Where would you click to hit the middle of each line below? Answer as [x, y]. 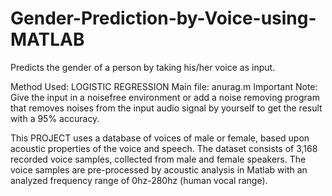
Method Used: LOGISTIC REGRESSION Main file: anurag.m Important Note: [164, 86]
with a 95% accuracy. [55, 118]
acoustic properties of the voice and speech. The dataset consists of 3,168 [164, 148]
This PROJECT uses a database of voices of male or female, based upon [160, 138]
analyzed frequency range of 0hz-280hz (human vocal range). [139, 180]
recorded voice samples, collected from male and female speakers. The [158, 159]
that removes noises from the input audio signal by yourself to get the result [166, 108]
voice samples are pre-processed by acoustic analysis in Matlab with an [159, 169]
